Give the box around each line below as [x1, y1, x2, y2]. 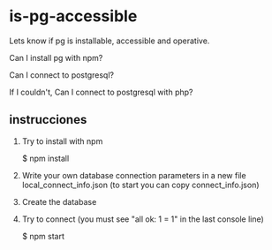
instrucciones [9, 112, 87, 127]
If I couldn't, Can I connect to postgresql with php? [9, 87, 193, 97]
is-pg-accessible [9, 6, 138, 27]
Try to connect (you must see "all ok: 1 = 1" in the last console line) [21, 214, 265, 224]
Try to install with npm [21, 135, 103, 147]
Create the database [21, 196, 97, 207]
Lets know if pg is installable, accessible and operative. [9, 35, 210, 46]
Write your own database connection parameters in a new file [21, 170, 246, 180]
